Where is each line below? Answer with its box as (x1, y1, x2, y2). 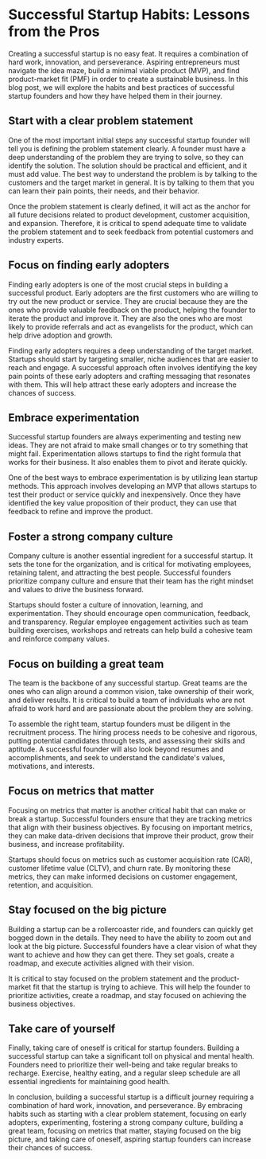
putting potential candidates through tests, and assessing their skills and (8, 736, 245, 745)
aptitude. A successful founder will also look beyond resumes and (8, 744, 224, 754)
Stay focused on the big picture (8, 903, 167, 917)
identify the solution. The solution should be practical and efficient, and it (8, 161, 248, 170)
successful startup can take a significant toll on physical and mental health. (8, 1052, 255, 1061)
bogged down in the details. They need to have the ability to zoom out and (8, 933, 252, 942)
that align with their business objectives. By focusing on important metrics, (8, 822, 253, 832)
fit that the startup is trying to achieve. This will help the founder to (33, 981, 251, 992)
